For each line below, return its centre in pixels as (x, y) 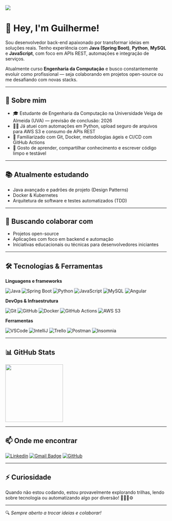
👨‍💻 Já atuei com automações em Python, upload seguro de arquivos (85, 126)
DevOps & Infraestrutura (32, 301)
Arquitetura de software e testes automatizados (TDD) (70, 200)
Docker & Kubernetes (35, 195)
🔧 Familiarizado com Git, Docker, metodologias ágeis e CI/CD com (82, 137)
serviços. (15, 58)
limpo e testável (29, 153)
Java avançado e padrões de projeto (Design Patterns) (70, 190)
